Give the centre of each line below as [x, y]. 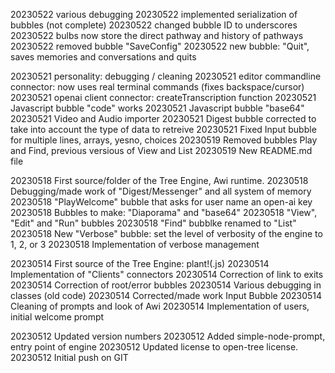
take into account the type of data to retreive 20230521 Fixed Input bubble [163, 129]
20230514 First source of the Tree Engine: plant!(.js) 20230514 [140, 263]
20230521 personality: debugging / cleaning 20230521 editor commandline [166, 76]
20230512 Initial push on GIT [69, 357]
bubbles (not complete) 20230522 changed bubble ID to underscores [154, 25]
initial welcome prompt [57, 317]
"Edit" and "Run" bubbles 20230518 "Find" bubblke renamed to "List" [153, 223]
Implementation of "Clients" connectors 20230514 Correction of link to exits [167, 274]
